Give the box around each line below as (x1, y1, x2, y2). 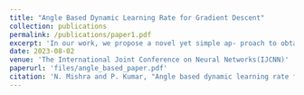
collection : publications (9, 22, 107, 31)
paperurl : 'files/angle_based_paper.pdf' (9, 64, 168, 73)
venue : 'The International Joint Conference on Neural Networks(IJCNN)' (9, 55, 290, 64)
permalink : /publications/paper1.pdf (9, 30, 152, 39)
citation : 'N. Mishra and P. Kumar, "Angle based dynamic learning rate (9, 72, 290, 81)
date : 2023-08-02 (9, 47, 75, 56)
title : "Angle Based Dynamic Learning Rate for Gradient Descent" (9, 13, 265, 23)
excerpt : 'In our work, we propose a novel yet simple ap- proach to (9, 38, 278, 48)
